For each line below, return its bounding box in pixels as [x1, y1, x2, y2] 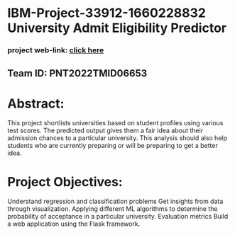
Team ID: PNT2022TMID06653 [7, 67, 148, 79]
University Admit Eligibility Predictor [7, 20, 227, 36]
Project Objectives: [7, 173, 123, 190]
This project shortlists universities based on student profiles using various [7, 119, 224, 127]
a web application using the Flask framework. [7, 219, 141, 228]
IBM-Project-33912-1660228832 [7, 5, 206, 21]
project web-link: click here [7, 45, 104, 55]
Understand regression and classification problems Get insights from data [7, 197, 224, 206]
